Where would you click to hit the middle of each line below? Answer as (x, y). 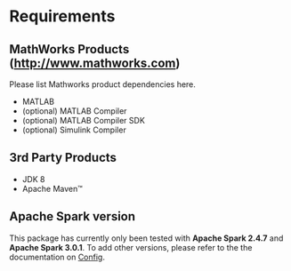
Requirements (62, 16)
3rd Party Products (63, 158)
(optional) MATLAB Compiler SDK (83, 120)
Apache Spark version (73, 216)
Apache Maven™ (52, 188)
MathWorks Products (69, 49)
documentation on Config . (57, 257)
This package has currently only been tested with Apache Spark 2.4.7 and (146, 238)
